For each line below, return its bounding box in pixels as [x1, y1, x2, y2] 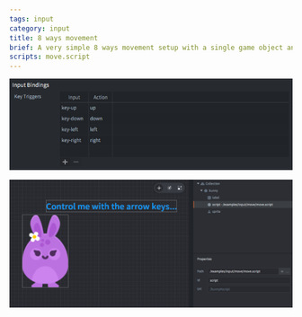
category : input [9, 23, 70, 33]
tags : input [9, 14, 54, 23]
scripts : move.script [9, 52, 91, 62]
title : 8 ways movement [9, 33, 99, 42]
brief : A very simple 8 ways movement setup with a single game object [9, 43, 283, 52]
